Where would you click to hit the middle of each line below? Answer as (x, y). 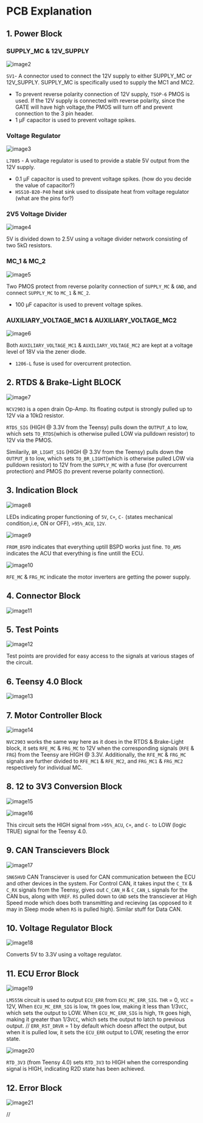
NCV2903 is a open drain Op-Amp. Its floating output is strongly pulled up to (99, 409)
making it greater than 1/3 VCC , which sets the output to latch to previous (96, 1020)
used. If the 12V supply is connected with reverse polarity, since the (100, 100)
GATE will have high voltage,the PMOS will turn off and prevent (94, 107)
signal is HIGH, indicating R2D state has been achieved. (76, 1069)
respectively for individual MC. (45, 768)
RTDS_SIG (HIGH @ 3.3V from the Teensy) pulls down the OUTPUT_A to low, (97, 427)
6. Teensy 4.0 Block (45, 682)
